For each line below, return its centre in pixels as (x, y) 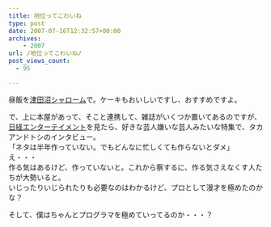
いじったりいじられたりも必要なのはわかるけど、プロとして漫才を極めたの (132, 187)
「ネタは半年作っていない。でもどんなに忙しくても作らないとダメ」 (121, 147)
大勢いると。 (44, 177)
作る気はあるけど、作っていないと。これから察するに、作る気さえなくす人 (132, 167)
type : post (27, 23)
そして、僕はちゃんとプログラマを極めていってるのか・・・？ (111, 214)
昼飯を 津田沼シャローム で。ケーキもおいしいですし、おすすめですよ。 (125, 99)
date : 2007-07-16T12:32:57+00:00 (65, 31)
